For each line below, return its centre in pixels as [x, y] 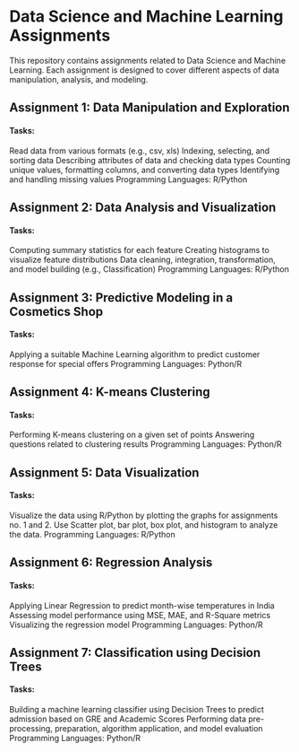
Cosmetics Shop [56, 311]
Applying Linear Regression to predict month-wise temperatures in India [142, 605]
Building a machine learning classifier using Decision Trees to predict [137, 710]
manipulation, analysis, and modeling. [79, 79]
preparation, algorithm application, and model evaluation [159, 729]
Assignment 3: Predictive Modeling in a [121, 297]
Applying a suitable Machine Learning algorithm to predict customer [135, 354]
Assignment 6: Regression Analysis [111, 563]
